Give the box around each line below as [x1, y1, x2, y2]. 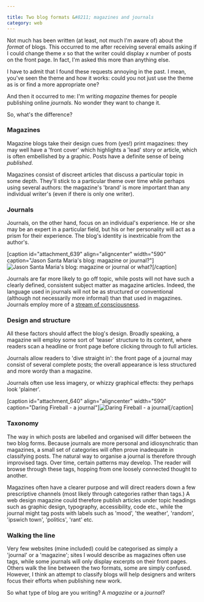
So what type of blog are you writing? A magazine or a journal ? [7, 589, 166, 596]
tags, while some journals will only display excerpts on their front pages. [7, 558, 188, 565]
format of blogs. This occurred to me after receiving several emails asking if [7, 43, 197, 50]
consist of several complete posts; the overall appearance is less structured [7, 361, 197, 368]
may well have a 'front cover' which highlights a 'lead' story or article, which [7, 146, 198, 153]
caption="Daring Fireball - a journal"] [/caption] [7, 404, 194, 411]
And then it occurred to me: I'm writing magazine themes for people [7, 92, 177, 100]
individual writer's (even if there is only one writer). [7, 190, 134, 198]
